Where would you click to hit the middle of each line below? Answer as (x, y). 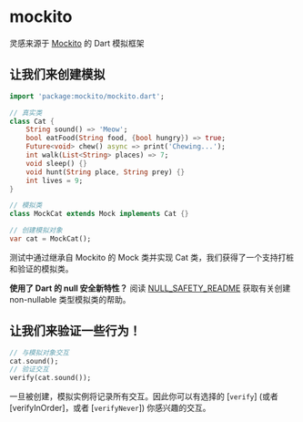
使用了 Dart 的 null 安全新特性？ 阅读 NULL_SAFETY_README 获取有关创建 (150, 288)
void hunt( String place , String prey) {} (105, 172)
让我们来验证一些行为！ (75, 331)
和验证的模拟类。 (41, 268)
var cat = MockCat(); (50, 239)
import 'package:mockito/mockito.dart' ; (87, 96)
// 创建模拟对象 (36, 231)
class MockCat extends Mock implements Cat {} (99, 214)
